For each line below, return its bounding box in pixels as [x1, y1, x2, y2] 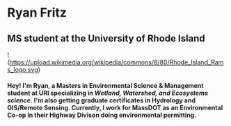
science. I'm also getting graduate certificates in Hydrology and [7, 96, 196, 105]
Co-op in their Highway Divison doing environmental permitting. [7, 111, 197, 119]
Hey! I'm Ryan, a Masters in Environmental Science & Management [7, 81, 204, 89]
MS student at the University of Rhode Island [7, 33, 205, 44]
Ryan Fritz [7, 5, 67, 21]
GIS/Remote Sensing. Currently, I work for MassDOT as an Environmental [7, 103, 223, 111]
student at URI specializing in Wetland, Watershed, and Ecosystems [7, 89, 209, 97]
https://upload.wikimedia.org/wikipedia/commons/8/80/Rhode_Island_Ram [9, 58, 224, 66]
